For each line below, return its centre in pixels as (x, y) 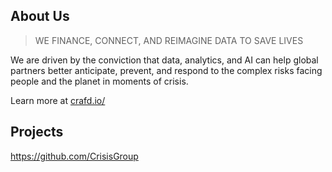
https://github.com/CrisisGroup (74, 156)
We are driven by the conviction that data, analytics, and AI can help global (164, 60)
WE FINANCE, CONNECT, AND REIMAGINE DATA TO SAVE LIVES (169, 40)
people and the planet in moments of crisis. (99, 81)
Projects (37, 132)
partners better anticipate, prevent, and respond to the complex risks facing (166, 70)
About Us (40, 16)
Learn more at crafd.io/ (58, 100)
